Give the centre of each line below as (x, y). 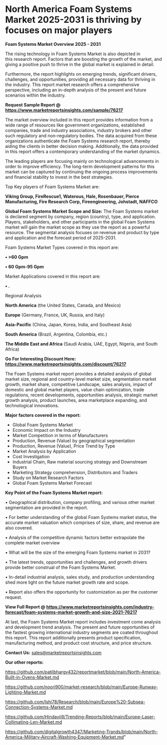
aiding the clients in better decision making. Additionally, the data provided (82, 146)
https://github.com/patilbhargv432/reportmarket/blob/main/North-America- (83, 672)
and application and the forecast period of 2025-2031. (61, 238)
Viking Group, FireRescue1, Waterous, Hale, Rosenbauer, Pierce (72, 196)
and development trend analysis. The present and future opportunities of (80, 627)
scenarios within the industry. (35, 95)
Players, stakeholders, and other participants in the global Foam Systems (80, 222)
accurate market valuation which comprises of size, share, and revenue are (83, 522)
